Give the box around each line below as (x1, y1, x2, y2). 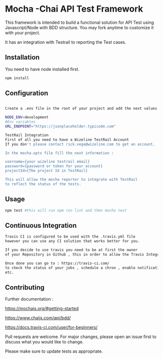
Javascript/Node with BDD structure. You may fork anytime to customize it (5, 24, 154, 30)
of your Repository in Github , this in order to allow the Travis (5, 252, 145, 257)
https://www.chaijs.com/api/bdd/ (5, 315, 71, 321)
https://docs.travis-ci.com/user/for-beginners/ (5, 325, 98, 330)
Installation (5, 53, 40, 62)
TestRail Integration (5, 133, 49, 137)
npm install (5, 75, 29, 81)
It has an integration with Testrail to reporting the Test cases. (5, 39, 127, 45)
